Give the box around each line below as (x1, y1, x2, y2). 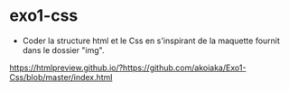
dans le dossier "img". (22, 44, 105, 55)
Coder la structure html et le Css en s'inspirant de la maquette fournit (22, 35, 280, 46)
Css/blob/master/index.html (9, 71, 113, 82)
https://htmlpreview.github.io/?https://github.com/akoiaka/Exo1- (9, 62, 247, 73)
